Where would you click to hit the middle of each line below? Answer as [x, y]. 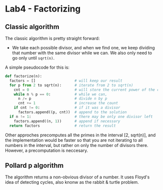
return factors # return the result [63, 126]
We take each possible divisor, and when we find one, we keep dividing [83, 48]
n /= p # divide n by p [63, 99]
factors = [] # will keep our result [66, 81]
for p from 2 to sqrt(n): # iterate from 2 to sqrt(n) [71, 85]
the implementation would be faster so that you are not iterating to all [74, 140]
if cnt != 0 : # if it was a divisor [67, 108]
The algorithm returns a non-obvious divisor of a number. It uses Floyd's [77, 177]
